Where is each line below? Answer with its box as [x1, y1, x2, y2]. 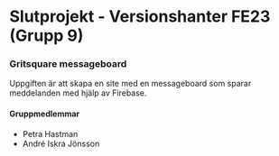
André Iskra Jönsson [22, 138, 100, 149]
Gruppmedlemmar [9, 108, 80, 119]
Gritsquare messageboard [9, 58, 127, 70]
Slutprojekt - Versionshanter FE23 [9, 6, 271, 27]
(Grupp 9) [9, 25, 84, 46]
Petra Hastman [22, 128, 79, 139]
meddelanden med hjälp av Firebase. [9, 87, 147, 98]
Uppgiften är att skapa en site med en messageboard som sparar [9, 78, 252, 89]
